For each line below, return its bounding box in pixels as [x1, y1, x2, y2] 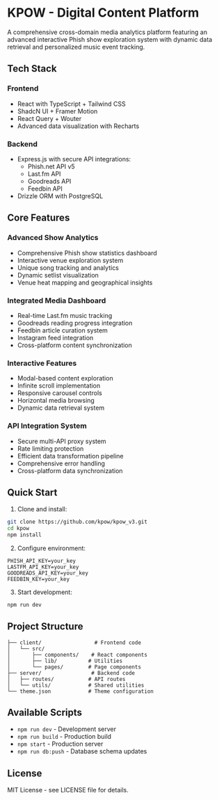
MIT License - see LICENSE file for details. [7, 786, 129, 794]
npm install [7, 531, 42, 538]
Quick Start [7, 486, 58, 498]
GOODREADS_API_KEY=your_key [7, 569, 89, 577]
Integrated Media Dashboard [7, 296, 106, 305]
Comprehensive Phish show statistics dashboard [17, 248, 158, 257]
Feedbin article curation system [17, 326, 108, 335]
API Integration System [7, 421, 87, 431]
